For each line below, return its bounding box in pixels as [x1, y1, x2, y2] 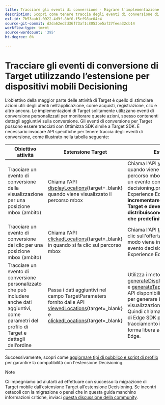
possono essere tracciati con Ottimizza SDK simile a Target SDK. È [5, 123, 140, 129]
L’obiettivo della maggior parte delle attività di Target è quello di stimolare [5, 97, 153, 103]
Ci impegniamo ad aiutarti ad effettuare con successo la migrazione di [5, 378, 147, 384]
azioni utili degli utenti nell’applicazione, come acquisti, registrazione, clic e [5, 102, 157, 108]
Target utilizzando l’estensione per [5, 71, 150, 82]
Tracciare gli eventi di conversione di [5, 60, 159, 71]
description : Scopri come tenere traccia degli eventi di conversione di [5, 12, 160, 17]
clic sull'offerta [127, 232, 162, 239]
